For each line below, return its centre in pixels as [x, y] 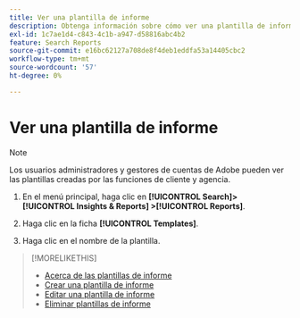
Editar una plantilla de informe [100, 294]
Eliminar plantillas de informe [98, 304]
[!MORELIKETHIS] [64, 258]
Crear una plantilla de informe [99, 285]
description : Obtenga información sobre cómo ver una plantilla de [137, 26]
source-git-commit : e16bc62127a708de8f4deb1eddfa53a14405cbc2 [127, 51]
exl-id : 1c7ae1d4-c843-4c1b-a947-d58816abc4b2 [97, 34]
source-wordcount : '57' [54, 68]
